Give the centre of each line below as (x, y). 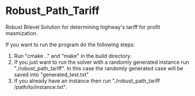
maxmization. (22, 33)
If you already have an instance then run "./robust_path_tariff (87, 81)
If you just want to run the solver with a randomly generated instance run (101, 62)
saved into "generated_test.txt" (51, 74)
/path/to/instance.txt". (40, 87)
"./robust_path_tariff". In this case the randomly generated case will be (98, 68)
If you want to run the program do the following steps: (70, 44)
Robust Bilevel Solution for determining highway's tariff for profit (83, 27)
